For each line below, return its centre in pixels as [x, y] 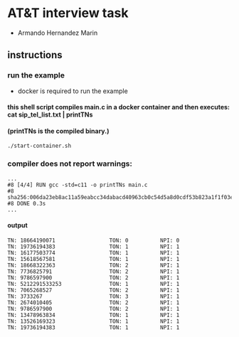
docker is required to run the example [73, 91]
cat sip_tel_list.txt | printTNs [50, 114]
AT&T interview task [68, 13]
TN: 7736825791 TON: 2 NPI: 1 [94, 272]
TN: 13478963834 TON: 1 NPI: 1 [94, 315]
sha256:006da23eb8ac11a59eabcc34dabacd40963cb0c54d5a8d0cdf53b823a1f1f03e [121, 197]
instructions [35, 55]
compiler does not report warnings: [70, 164]
